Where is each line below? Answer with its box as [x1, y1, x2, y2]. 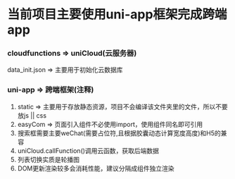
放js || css [17, 111, 47, 120]
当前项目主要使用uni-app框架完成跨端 [7, 6, 227, 23]
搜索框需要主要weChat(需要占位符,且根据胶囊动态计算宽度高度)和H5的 [17, 128, 222, 137]
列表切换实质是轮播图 [17, 155, 80, 163]
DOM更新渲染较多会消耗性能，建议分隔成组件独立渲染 [17, 163, 174, 173]
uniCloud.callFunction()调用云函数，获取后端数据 [17, 146, 160, 155]
